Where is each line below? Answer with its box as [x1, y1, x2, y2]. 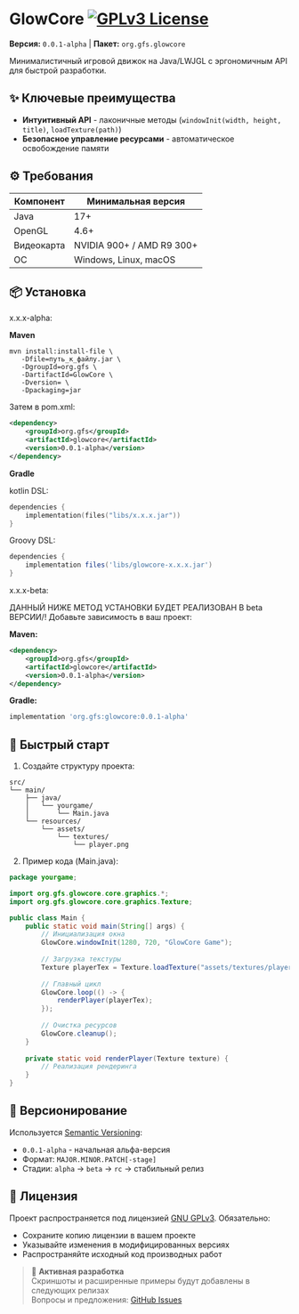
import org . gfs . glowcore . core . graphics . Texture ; [9, 897, 193, 907]
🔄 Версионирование [9, 1103, 127, 1118]
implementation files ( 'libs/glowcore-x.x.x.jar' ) [25, 560, 214, 569]
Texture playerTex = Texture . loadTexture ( [41, 963, 201, 971]
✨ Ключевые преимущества [9, 91, 176, 106]
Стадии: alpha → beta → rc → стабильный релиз [21, 1163, 205, 1173]
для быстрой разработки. [9, 65, 107, 76]
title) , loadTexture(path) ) [21, 124, 122, 134]
